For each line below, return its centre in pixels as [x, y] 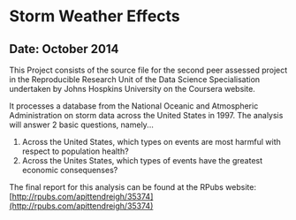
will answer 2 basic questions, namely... [82, 125]
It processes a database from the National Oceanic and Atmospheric [134, 106]
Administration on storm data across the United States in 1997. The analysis [146, 115]
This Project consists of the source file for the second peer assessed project [148, 70]
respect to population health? [76, 151]
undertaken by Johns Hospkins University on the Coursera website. [133, 89]
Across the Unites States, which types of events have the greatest [142, 160]
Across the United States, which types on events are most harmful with [151, 142]
